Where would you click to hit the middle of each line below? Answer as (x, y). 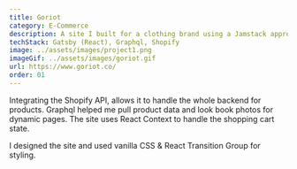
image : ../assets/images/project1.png (80, 50)
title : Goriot (35, 17)
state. (19, 128)
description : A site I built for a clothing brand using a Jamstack (138, 34)
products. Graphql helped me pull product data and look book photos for (141, 109)
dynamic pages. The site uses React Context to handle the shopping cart (142, 119)
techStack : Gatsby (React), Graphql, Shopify (94, 42)
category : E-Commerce (49, 26)
